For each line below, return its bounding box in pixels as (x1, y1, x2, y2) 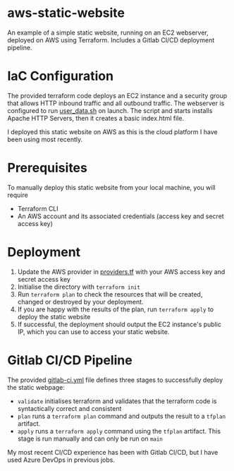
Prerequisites (7, 160, 88, 176)
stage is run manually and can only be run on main (17, 434, 164, 443)
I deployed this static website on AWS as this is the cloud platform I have (7, 127, 218, 136)
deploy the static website (17, 312, 91, 321)
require (7, 191, 28, 199)
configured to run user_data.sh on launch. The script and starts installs (7, 106, 213, 114)
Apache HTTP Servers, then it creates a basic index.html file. (7, 114, 185, 122)
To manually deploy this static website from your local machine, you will (7, 183, 216, 191)
